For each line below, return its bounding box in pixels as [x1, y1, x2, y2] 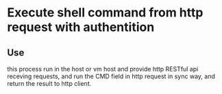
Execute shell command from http [7, 5, 203, 21]
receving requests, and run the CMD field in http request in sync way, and [7, 72, 216, 80]
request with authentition [7, 19, 155, 35]
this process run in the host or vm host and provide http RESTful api [7, 65, 199, 73]
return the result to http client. [7, 80, 92, 87]
